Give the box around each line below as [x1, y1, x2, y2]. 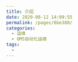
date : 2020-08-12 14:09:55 [6, 14, 73, 20]
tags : [6, 42, 19, 48]
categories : [6, 25, 35, 31]
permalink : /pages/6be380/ [6, 19, 73, 25]
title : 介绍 [6, 8, 34, 15]
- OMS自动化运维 [11, 36, 47, 42]
